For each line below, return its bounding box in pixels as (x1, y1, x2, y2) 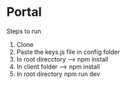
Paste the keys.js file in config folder (16, 48, 120, 56)
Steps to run (6, 27, 42, 35)
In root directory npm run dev (16, 70, 101, 78)
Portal (6, 4, 42, 20)
